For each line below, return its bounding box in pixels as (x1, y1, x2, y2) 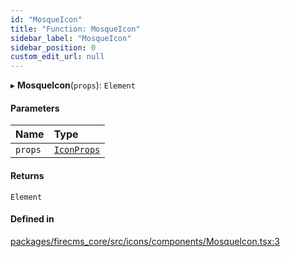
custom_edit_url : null (10, 52, 105, 62)
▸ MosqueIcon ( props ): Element (10, 79, 136, 91)
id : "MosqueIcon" (10, 14, 83, 25)
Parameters (10, 102, 60, 114)
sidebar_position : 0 (10, 42, 97, 53)
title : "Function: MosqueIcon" (10, 24, 141, 34)
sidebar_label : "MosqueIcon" (10, 33, 132, 43)
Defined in (10, 213, 55, 225)
